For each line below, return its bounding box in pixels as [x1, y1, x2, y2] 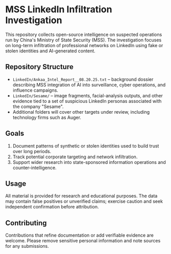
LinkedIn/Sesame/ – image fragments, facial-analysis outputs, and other [12, 92, 163, 98]
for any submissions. [5, 243, 50, 249]
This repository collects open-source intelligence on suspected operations [5, 31, 162, 37]
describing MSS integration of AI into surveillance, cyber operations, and [12, 81, 166, 88]
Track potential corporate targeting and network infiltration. [12, 154, 138, 160]
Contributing [5, 219, 47, 227]
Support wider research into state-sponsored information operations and [12, 159, 166, 165]
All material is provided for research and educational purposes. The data [5, 193, 158, 199]
